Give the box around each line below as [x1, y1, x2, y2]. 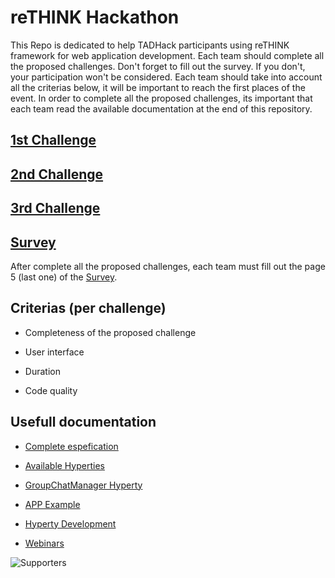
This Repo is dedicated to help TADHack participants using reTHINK [10, 39, 290, 51]
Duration [24, 365, 61, 377]
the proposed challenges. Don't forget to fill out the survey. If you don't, [10, 60, 306, 72]
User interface [24, 346, 85, 358]
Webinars [24, 537, 65, 549]
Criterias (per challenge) [10, 300, 167, 317]
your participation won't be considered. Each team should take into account [10, 71, 323, 83]
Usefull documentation [10, 414, 157, 431]
